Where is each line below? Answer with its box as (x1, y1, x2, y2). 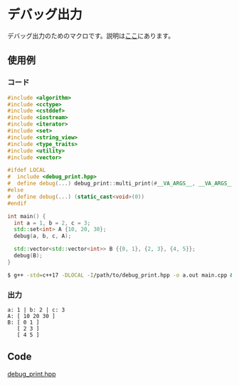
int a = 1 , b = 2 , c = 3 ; (14, 219, 91, 227)
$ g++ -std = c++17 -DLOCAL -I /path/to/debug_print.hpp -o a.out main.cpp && (7, 272, 237, 279)
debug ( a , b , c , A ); (14, 232, 72, 240)
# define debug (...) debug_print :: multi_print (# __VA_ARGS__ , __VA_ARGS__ (7, 180, 234, 188)
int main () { (7, 212, 46, 220)
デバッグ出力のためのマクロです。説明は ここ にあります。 (7, 31, 175, 40)
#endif (7, 200, 27, 207)
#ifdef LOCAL (7, 167, 46, 174)
